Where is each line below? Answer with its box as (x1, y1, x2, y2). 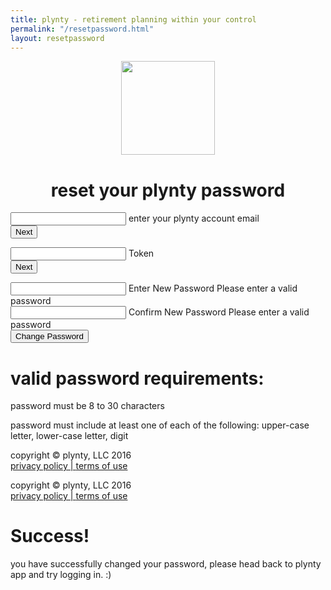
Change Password (15, 331, 84, 342)
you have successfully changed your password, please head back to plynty (10, 558, 322, 570)
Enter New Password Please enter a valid (128, 282, 298, 295)
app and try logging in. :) (10, 569, 112, 581)
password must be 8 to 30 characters (10, 400, 165, 412)
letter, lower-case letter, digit (10, 430, 129, 442)
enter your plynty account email (128, 212, 260, 225)
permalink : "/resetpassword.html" (10, 24, 155, 34)
